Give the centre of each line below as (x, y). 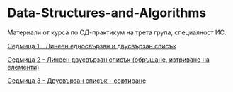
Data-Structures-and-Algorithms (107, 13)
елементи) (23, 67)
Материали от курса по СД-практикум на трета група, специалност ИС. (117, 32)
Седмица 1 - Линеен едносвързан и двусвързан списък (92, 46)
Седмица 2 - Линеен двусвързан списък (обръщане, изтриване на (109, 59)
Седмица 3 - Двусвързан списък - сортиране (77, 80)
